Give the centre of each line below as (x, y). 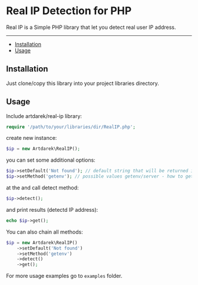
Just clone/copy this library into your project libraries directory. (82, 83)
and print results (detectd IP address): (52, 209)
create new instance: (32, 138)
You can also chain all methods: (45, 232)
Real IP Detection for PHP (69, 11)
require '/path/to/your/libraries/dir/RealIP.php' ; (71, 127)
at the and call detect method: (42, 188)
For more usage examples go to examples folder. (64, 276)
